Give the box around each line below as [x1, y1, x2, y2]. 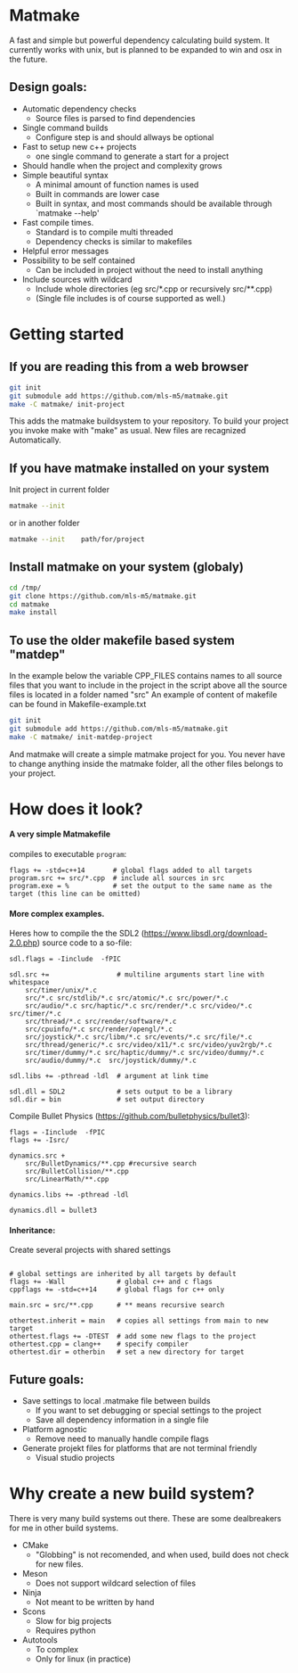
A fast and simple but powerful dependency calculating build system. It [9, 35, 270, 45]
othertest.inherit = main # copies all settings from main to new [9, 1316, 269, 1325]
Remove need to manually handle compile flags [35, 1433, 209, 1445]
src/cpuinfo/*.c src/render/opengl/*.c [25, 1025, 173, 1034]
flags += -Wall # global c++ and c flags [9, 1277, 213, 1287]
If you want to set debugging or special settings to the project [35, 1405, 262, 1416]
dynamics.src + [9, 1151, 66, 1160]
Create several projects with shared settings [9, 1245, 172, 1256]
